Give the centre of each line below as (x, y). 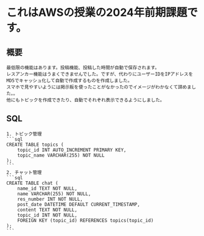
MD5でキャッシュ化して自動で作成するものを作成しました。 (69, 80)
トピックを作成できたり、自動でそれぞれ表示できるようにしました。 (92, 100)
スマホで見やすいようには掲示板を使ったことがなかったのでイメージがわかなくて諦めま (99, 87)
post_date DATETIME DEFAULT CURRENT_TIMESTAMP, (79, 204)
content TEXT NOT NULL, (47, 210)
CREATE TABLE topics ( (35, 145)
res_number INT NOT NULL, (50, 199)
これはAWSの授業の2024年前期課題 (97, 13)
